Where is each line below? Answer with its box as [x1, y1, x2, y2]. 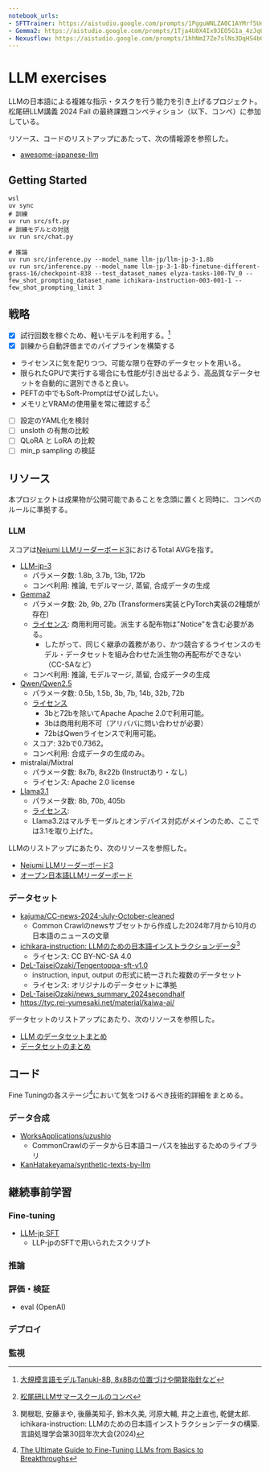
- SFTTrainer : [8, 19, 56, 27]
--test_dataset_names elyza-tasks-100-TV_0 [94, 270, 243, 278]
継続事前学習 [8, 1185, 72, 1199]
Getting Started [8, 173, 88, 187]
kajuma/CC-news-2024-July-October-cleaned [19, 911, 175, 920]
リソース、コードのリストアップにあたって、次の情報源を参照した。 [8, 134, 233, 143]
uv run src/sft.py [8, 217, 70, 225]
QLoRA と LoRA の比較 [19, 436, 96, 445]
